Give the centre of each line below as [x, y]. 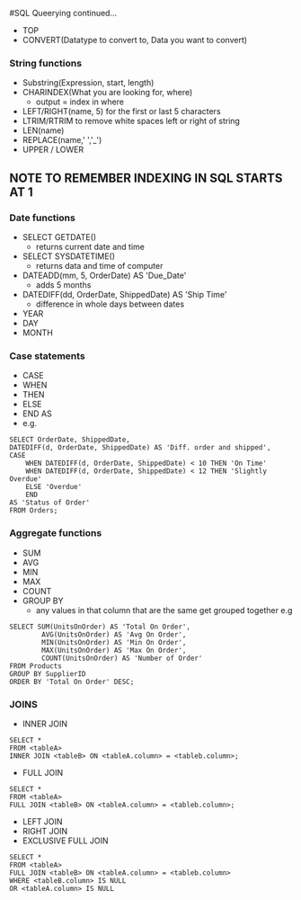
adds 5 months [63, 285]
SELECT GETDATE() [59, 236]
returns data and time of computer [99, 265]
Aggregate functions [56, 533]
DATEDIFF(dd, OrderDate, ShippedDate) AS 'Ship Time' [124, 294]
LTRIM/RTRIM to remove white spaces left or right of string [131, 121]
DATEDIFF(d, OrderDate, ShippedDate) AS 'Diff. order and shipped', [140, 448]
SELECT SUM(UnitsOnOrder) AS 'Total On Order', [100, 627]
